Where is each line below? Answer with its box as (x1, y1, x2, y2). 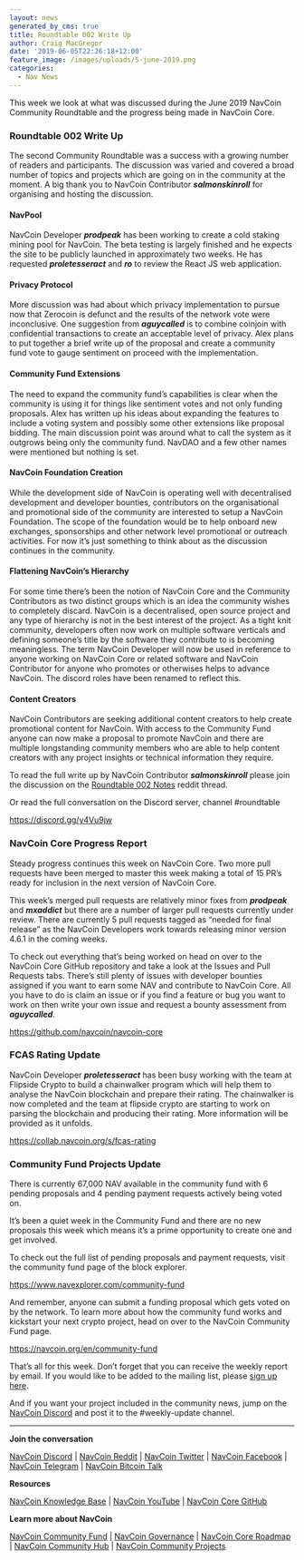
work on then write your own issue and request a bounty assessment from (9, 999, 287, 1009)
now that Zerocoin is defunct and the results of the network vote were (9, 309, 271, 320)
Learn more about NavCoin (9, 1514, 113, 1525)
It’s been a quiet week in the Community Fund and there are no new (9, 1215, 261, 1226)
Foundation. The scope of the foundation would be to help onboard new (9, 516, 278, 527)
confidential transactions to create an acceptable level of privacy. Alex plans (9, 328, 294, 339)
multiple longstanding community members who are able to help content (9, 743, 280, 754)
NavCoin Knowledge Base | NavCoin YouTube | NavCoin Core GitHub (9, 1496, 268, 1506)
